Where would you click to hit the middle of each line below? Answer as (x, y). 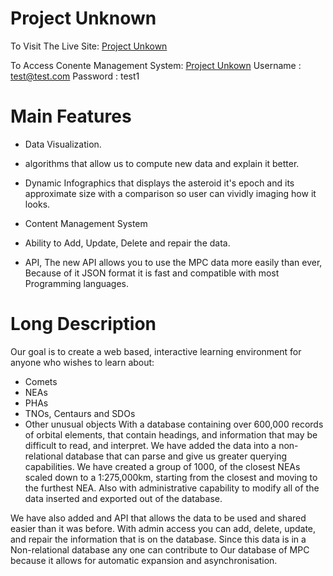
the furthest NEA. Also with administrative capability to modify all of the (172, 488)
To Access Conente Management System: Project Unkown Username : (156, 65)
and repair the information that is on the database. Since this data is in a (158, 539)
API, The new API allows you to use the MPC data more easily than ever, (173, 262)
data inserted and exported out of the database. (123, 498)
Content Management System (86, 223)
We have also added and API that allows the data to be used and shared (158, 518)
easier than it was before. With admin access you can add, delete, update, (163, 528)
